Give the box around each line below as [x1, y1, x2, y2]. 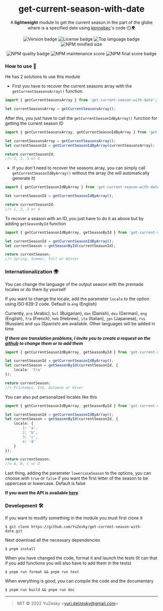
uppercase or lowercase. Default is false [5, 481, 86, 486]
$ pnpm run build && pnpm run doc [5, 588, 75, 593]
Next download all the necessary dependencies [5, 537, 100, 543]
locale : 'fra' [14, 368, 42, 372]
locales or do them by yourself [5, 286, 66, 292]
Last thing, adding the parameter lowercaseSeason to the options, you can [5, 470, 151, 476]
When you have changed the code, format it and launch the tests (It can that [5, 555, 158, 561]
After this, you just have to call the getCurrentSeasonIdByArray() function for [5, 115, 158, 121]
